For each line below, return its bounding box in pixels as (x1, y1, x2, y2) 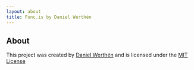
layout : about (6, 8, 42, 15)
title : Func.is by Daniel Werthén (6, 14, 92, 20)
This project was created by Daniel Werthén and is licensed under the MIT (6, 51, 188, 59)
